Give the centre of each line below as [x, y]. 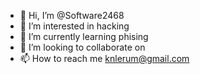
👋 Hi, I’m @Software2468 [72, 15]
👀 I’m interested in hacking [74, 26]
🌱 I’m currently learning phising [84, 36]
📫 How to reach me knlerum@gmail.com [104, 58]
